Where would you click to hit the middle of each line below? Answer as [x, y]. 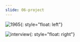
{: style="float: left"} [41, 24]
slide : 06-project [25, 10]
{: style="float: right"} [52, 34]
